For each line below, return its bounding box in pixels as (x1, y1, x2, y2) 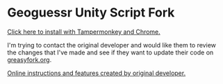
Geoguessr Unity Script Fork (7, 5, 175, 21)
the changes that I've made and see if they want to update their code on (7, 48, 214, 56)
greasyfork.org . (7, 55, 52, 63)
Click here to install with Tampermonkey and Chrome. (7, 28, 161, 36)
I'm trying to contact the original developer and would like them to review (7, 41, 217, 49)
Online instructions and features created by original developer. (7, 69, 186, 77)
